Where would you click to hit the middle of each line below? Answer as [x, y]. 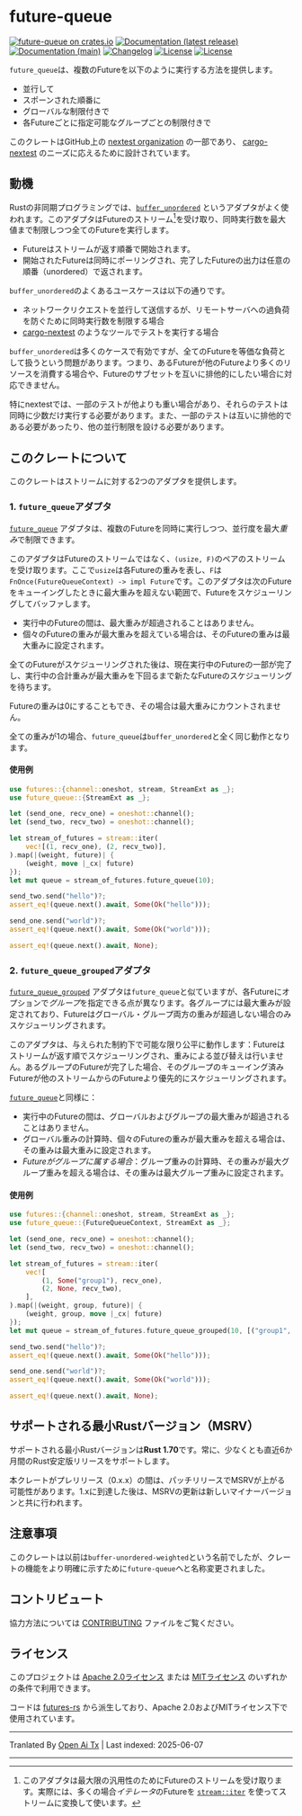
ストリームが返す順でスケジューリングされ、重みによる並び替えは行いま [142, 1056]
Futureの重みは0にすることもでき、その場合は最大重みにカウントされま [142, 706]
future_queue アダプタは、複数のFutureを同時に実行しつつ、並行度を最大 [145, 528]
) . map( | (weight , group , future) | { [76, 1306]
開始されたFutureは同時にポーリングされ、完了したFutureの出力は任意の [156, 260]
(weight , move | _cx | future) [80, 863]
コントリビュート [57, 1600]
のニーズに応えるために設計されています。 [117, 152]
